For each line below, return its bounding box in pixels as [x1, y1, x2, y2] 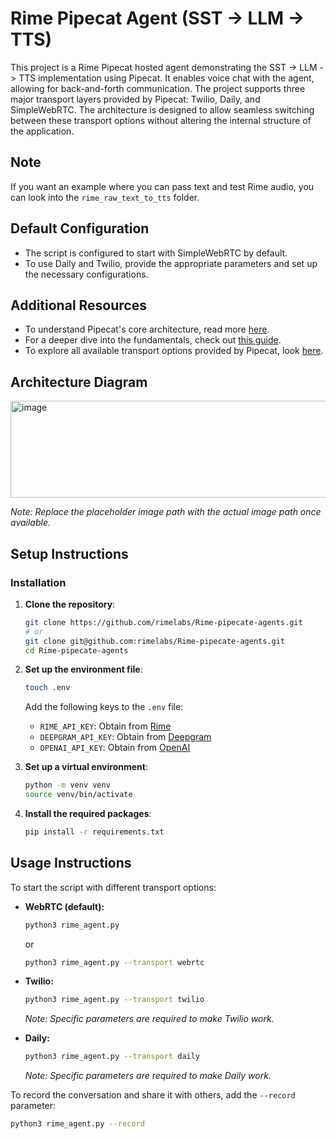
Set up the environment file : [24, 663, 143, 676]
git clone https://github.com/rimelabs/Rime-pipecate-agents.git [24, 617, 303, 627]
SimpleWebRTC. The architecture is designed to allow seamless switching [10, 103, 315, 116]
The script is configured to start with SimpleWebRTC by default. [24, 247, 288, 259]
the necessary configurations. [24, 268, 149, 280]
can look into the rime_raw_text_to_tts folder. [10, 191, 200, 203]
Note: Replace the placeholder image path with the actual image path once [10, 506, 322, 518]
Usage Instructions [10, 855, 132, 872]
